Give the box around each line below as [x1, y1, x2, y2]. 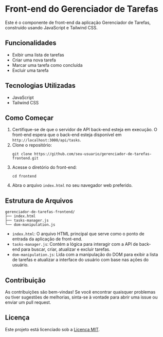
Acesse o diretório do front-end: [12, 164, 77, 170]
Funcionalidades [5, 39, 57, 47]
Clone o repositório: [12, 142, 52, 148]
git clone [12, 152, 33, 157]
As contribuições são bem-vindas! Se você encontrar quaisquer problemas [5, 289, 156, 295]
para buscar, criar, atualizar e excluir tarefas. [21, 246, 110, 252]
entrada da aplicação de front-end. [12, 236, 83, 242]
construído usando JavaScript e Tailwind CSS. [5, 24, 98, 30]
